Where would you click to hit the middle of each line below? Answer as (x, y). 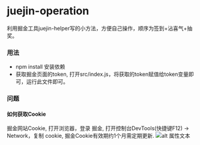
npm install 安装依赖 (40, 67)
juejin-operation (48, 11)
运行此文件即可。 (47, 82)
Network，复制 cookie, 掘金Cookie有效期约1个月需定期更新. (81, 136)
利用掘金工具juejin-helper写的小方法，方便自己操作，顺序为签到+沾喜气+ (97, 28)
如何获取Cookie (26, 114)
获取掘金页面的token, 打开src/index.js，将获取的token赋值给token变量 (102, 74)
